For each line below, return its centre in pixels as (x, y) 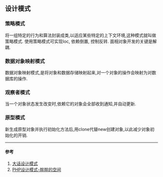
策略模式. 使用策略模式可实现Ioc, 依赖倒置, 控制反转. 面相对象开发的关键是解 (81, 41)
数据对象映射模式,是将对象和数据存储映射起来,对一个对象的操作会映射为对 (79, 72)
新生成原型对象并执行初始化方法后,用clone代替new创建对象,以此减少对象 (78, 129)
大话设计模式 (25, 163)
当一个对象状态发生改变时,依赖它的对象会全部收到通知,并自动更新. (71, 104)
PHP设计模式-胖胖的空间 (37, 169)
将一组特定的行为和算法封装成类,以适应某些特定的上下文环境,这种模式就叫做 (81, 35)
